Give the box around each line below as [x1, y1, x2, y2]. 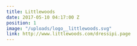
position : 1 [6, 20, 36, 26]
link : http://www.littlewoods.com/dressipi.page [6, 31, 131, 37]
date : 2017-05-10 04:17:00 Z [6, 14, 80, 20]
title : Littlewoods [6, 8, 56, 15]
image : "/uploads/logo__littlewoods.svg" [6, 25, 112, 32]
